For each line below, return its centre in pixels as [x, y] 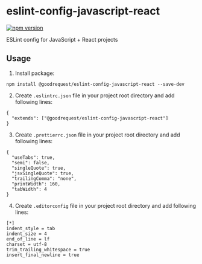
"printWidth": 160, [36, 184]
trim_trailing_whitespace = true [48, 250]
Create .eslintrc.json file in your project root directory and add [95, 95]
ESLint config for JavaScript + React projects [62, 39]
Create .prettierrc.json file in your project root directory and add [97, 135]
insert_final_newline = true [43, 255]
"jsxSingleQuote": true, [43, 173]
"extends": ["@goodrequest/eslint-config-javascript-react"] [90, 118]
